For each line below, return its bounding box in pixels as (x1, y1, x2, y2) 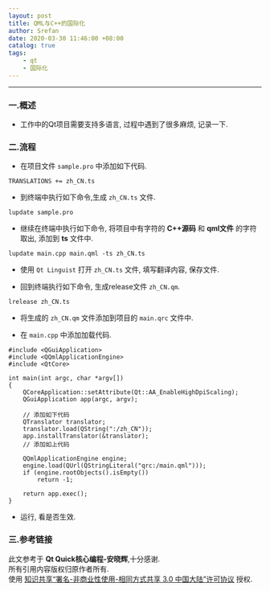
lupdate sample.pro (8, 208, 74, 217)
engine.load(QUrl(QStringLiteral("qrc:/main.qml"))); (22, 462, 207, 470)
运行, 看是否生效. (19, 512, 76, 522)
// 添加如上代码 (22, 441, 70, 449)
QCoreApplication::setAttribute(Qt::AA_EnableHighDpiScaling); (22, 388, 239, 396)
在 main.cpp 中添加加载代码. (19, 330, 112, 340)
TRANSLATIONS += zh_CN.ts (8, 178, 95, 186)
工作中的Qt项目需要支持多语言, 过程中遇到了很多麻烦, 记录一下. (19, 120, 229, 129)
